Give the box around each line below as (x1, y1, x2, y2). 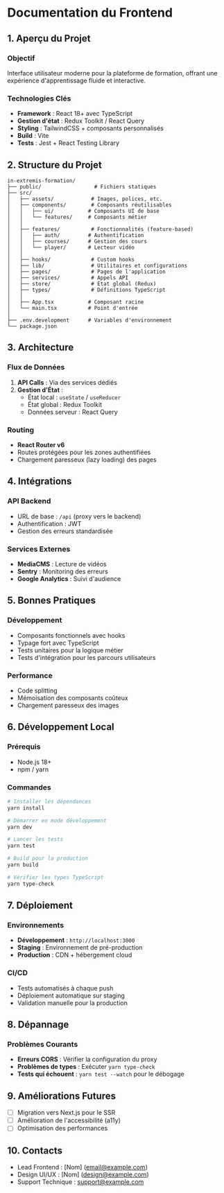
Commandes (7, 782, 51, 792)
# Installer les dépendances (7, 798, 92, 805)
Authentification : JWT (17, 519, 82, 528)
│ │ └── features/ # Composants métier (7, 214, 148, 220)
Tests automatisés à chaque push (17, 984, 114, 992)
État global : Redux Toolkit (27, 400, 103, 408)
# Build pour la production (7, 855, 89, 862)
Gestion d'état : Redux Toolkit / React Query (17, 116, 145, 125)
